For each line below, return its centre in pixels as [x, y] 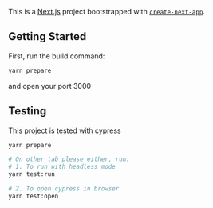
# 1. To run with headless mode [62, 167]
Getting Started [47, 36]
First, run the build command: [57, 56]
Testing [28, 111]
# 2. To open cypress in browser [64, 189]
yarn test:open [34, 196]
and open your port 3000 [50, 86]
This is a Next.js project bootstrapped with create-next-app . [107, 12]
